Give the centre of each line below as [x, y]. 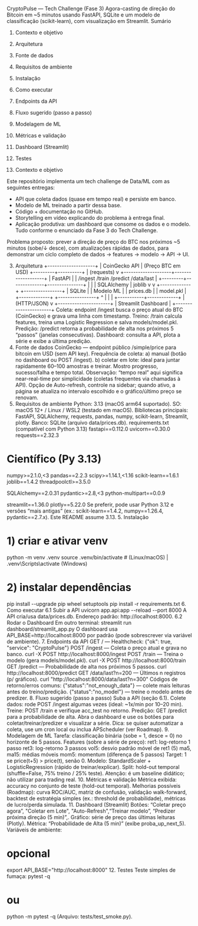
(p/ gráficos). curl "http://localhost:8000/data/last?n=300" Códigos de [92, 679]
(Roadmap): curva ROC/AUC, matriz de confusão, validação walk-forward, [97, 792]
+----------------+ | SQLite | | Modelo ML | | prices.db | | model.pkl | [103, 291]
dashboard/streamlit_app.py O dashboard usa [62, 629]
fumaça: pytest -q [29, 876]
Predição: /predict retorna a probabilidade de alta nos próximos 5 [94, 328]
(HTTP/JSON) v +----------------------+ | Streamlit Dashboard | [93, 303]
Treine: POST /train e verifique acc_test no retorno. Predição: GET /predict [97, 710]
